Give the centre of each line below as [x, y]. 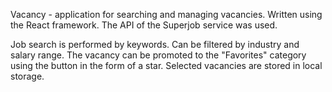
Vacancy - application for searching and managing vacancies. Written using [166, 14]
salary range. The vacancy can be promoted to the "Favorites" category [158, 55]
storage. [27, 76]
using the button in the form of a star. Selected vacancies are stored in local [166, 65]
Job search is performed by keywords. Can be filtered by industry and [155, 44]
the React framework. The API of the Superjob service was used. [144, 25]
